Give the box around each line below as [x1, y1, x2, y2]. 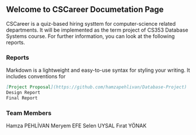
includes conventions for [6, 73, 66, 80]
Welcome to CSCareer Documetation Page [6, 5, 164, 15]
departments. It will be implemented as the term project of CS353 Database [6, 26, 188, 33]
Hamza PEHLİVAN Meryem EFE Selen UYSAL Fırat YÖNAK [6, 122, 147, 129]
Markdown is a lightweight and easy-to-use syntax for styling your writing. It [6, 67, 190, 74]
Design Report [6, 89, 41, 95]
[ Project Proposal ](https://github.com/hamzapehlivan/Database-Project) [6, 84, 187, 90]
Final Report [6, 95, 38, 101]
